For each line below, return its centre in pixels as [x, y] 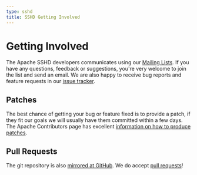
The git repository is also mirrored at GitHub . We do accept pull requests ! [95, 166]
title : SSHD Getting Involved [43, 17]
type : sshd [19, 11]
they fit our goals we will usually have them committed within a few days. [95, 120]
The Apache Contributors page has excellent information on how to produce [98, 127]
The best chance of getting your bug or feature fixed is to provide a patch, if [98, 114]
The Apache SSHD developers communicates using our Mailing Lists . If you [98, 62]
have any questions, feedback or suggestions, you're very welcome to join [96, 69]
